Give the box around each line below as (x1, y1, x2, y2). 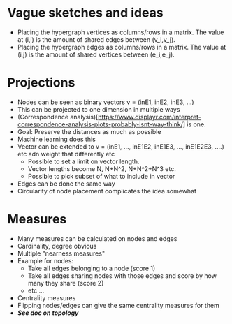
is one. (187, 120, 206, 128)
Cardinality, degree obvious (17, 242, 97, 250)
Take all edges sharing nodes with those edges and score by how (27, 271, 217, 280)
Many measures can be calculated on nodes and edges (17, 234, 177, 242)
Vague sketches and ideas (7, 5, 164, 21)
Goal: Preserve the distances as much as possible (17, 127, 161, 135)
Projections (7, 75, 75, 91)
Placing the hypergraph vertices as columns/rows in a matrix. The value (17, 28, 224, 36)
